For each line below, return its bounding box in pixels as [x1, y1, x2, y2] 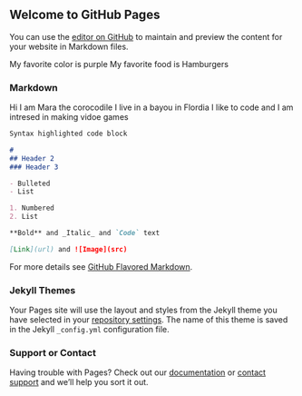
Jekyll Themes [9, 283, 76, 296]
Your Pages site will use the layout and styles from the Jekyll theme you [9, 304, 278, 316]
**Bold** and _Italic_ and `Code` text [9, 229, 161, 238]
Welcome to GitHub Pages [9, 7, 161, 23]
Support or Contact [9, 347, 97, 360]
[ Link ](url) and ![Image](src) [9, 244, 128, 253]
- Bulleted [9, 179, 51, 188]
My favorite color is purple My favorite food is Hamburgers [9, 58, 229, 69]
